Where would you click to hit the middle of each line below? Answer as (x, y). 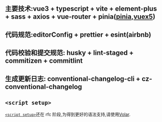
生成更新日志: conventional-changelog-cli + (73, 79)
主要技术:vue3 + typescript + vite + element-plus (81, 9)
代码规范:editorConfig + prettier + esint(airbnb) (78, 35)
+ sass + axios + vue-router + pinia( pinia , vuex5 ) (80, 17)
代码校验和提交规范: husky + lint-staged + (69, 53)
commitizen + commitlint (44, 61)
